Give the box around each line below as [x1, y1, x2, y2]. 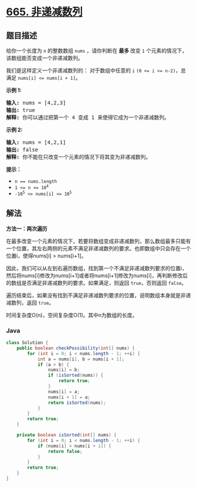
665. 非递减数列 [6, 5, 83, 19]
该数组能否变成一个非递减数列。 [6, 55, 83, 62]
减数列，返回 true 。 [6, 299, 55, 306]
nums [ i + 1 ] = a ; [47, 394, 91, 400]
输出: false [6, 147, 39, 153]
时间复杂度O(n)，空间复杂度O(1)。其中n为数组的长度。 [6, 311, 138, 318]
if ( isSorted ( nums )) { [47, 373, 104, 379]
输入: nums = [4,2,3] [6, 100, 66, 106]
